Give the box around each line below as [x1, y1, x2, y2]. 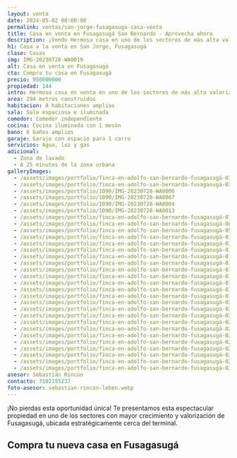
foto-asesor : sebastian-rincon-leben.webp [7, 384, 134, 392]
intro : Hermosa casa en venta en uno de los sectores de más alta [7, 89, 207, 96]
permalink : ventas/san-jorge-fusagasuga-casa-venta [7, 23, 162, 30]
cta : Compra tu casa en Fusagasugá [7, 69, 112, 76]
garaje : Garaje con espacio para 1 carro [7, 135, 131, 142]
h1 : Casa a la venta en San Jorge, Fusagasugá [7, 43, 147, 50]
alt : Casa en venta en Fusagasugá [7, 63, 109, 70]
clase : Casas [7, 50, 46, 57]
